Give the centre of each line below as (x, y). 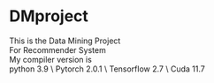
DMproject (49, 16)
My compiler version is (51, 59)
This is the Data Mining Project (65, 41)
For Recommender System (57, 49)
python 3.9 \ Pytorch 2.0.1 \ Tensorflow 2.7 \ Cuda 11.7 (107, 69)
